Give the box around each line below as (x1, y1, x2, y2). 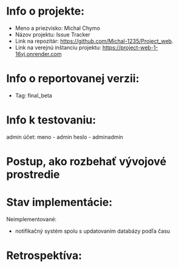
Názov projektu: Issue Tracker (15, 30, 90, 38)
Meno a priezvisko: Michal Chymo (15, 24, 100, 32)
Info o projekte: (6, 4, 85, 18)
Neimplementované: (6, 215, 56, 223)
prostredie (6, 167, 60, 181)
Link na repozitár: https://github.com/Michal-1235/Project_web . (15, 37, 174, 44)
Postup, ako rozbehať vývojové (6, 155, 167, 168)
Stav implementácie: (6, 196, 113, 210)
